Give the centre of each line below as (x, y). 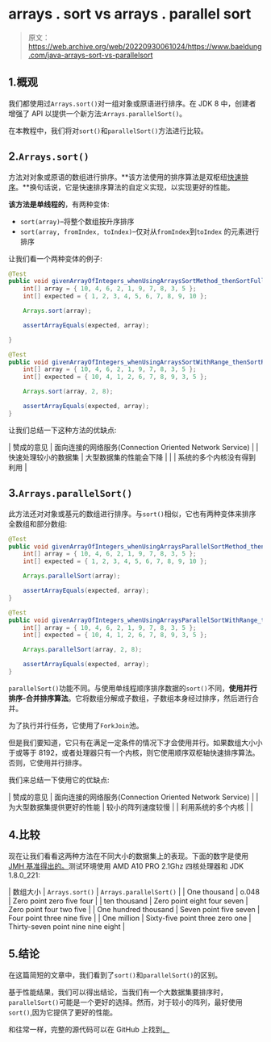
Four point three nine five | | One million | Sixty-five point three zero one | (130, 918)
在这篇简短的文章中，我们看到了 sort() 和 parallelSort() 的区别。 (115, 975)
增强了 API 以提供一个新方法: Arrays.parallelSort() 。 (98, 113)
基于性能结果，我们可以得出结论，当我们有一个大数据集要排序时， (118, 992)
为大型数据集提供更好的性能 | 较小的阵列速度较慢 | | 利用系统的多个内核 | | (131, 807)
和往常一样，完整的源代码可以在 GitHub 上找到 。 (89, 1029)
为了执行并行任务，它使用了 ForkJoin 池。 (76, 725)
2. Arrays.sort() (49, 157)
